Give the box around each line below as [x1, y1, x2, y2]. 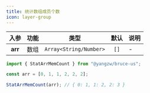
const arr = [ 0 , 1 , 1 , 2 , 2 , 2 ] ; [6, 71, 89, 77]
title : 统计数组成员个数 [6, 8, 60, 15]
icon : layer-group [6, 14, 51, 20]
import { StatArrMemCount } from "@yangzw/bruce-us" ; [6, 61, 142, 67]
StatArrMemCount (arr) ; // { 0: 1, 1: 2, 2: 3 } [6, 82, 126, 88]
